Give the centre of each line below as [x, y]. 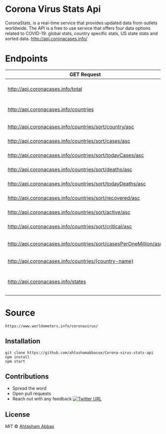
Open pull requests [32, 394]
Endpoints [26, 59]
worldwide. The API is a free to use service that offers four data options [78, 28]
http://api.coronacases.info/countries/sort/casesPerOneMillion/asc [85, 244]
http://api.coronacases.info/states [47, 281]
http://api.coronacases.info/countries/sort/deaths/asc [70, 169]
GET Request [85, 74]
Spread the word [29, 388]
